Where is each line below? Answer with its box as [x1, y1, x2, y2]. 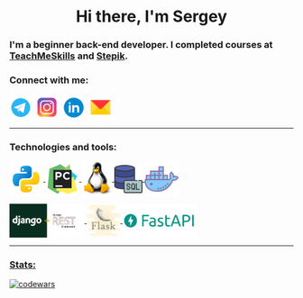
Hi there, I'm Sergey [75, 6, 228, 27]
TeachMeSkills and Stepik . [9, 50, 129, 62]
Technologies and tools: [9, 141, 117, 154]
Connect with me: [9, 74, 89, 86]
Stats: [9, 258, 36, 271]
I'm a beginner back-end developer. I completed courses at [9, 39, 273, 51]
